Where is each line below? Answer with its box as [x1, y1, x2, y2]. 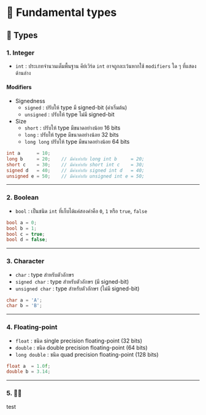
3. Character [6, 257, 45, 266]
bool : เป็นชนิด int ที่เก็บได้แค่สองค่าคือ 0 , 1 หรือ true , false [15, 207, 148, 214]
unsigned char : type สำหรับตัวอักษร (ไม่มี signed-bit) [15, 285, 140, 292]
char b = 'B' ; [6, 303, 43, 309]
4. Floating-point [6, 323, 58, 332]
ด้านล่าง [15, 69, 31, 76]
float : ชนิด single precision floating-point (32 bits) [15, 337, 143, 344]
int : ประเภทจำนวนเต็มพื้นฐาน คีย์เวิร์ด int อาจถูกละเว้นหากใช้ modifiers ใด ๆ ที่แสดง [15, 62, 197, 69]
